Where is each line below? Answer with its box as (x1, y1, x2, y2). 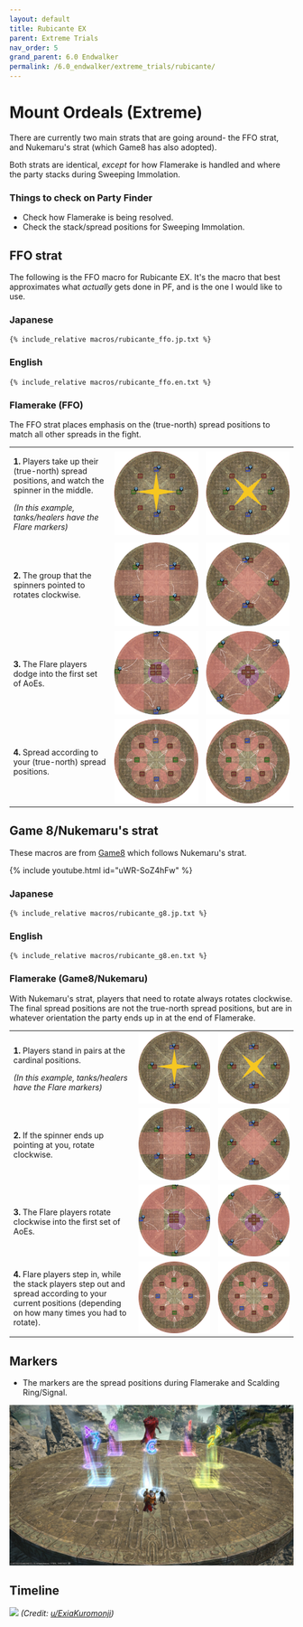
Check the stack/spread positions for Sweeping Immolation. (22, 221, 245, 232)
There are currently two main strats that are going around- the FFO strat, (9, 132, 280, 143)
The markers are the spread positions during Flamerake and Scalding (22, 1378, 280, 1388)
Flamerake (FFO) (9, 399, 84, 411)
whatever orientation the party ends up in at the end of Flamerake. (9, 1012, 256, 1023)
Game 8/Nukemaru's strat (9, 823, 159, 839)
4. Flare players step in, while (13, 1268, 122, 1279)
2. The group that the (13, 570, 92, 581)
